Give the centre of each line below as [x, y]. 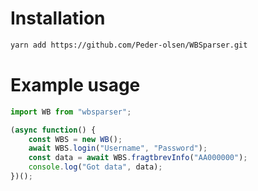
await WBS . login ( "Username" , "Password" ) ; [118, 148]
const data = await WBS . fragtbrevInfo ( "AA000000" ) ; [138, 158]
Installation [58, 18]
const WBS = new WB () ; [75, 139]
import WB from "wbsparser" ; [71, 112]
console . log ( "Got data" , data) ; [95, 167]
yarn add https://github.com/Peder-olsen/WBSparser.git [129, 45]
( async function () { [53, 130]
